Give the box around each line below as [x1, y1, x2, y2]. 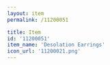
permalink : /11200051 [7, 16, 69, 23]
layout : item [7, 10, 44, 17]
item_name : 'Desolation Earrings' [7, 42, 106, 49]
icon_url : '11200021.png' [7, 48, 81, 55]
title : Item [7, 29, 41, 36]
